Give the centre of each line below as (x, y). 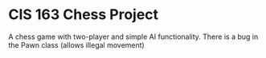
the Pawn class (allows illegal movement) (76, 44)
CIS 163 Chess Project (84, 15)
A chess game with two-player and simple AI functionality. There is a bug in (133, 37)
